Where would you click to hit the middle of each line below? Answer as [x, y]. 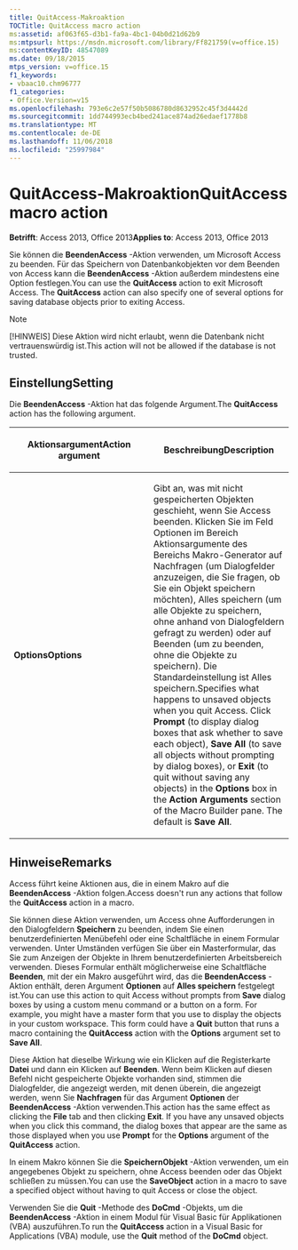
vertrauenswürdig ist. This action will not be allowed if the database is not [143, 345]
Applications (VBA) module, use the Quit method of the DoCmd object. [139, 1236]
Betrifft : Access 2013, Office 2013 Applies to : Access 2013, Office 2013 [139, 237]
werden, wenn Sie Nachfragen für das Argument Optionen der [124, 1098]
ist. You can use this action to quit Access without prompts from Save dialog [148, 996]
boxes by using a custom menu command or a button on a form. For [133, 1005]
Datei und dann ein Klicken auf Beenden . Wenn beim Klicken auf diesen [141, 1070]
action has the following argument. [72, 413]
